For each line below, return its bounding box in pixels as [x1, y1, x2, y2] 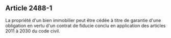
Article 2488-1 [5, 4, 53, 12]
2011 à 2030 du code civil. [5, 27, 60, 34]
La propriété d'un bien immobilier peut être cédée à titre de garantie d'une [5, 17, 161, 23]
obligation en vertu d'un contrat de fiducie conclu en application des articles [5, 22, 166, 28]
